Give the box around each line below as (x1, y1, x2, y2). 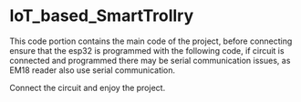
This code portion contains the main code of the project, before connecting (9, 36, 293, 46)
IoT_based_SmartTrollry (9, 5, 194, 26)
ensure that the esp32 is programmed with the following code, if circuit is (9, 45, 285, 56)
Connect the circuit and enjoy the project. (9, 82, 166, 93)
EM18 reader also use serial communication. (9, 65, 176, 76)
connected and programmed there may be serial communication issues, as (9, 55, 291, 66)
